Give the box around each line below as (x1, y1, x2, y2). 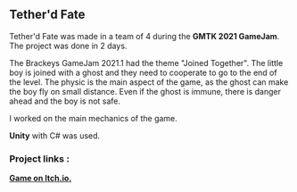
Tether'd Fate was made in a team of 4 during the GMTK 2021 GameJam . (9, 30, 280, 41)
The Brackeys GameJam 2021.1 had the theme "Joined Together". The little (9, 57, 284, 68)
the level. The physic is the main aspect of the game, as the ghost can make (9, 76, 289, 88)
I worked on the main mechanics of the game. (9, 113, 178, 123)
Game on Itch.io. (9, 173, 72, 184)
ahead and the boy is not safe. (9, 96, 121, 106)
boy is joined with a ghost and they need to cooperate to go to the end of (9, 67, 278, 78)
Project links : (9, 152, 70, 164)
